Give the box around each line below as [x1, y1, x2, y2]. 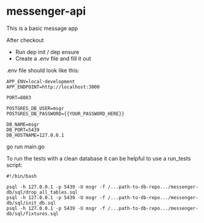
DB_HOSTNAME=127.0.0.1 [6, 132, 64, 138]
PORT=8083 [6, 94, 32, 100]
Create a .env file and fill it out [15, 55, 91, 62]
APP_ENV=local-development [6, 78, 75, 85]
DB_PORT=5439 [6, 127, 40, 133]
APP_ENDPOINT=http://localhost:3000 [6, 84, 100, 90]
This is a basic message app [6, 25, 78, 32]
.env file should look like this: [6, 66, 80, 74]
